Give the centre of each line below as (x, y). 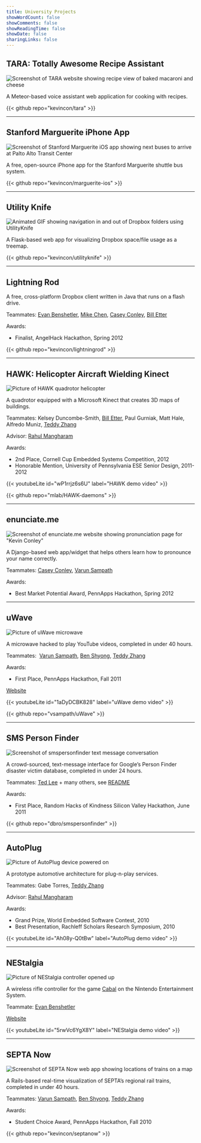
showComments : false (32, 23)
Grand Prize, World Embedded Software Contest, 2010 (82, 921)
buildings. (18, 407)
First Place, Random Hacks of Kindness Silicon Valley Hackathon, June (102, 805)
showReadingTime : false (36, 28)
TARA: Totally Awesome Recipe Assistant (85, 64)
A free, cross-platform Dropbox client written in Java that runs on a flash (96, 297)
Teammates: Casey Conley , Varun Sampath (60, 570)
